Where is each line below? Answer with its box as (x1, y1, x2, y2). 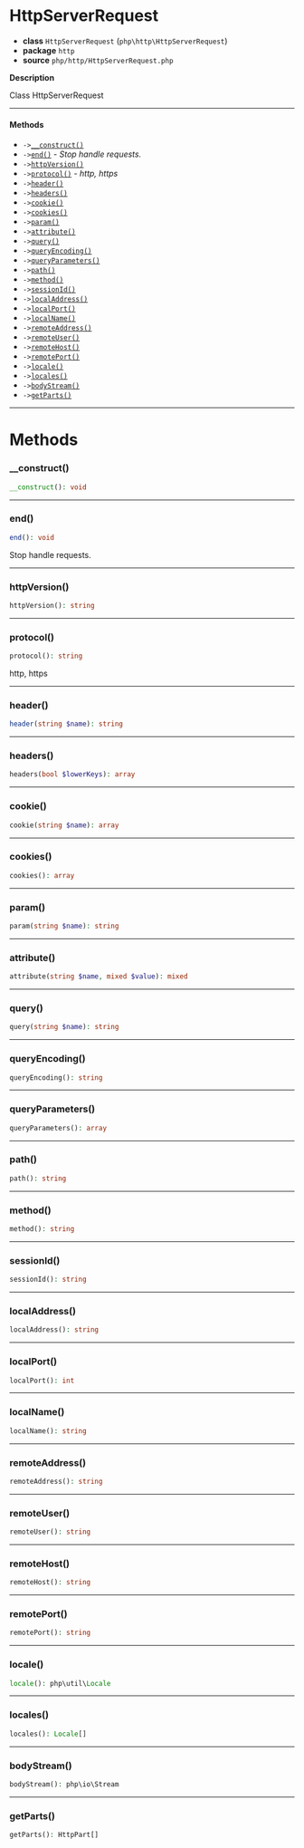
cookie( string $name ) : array (9, 821, 119, 830)
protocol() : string (9, 651, 83, 661)
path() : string (9, 1174, 67, 1183)
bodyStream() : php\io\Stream (9, 1779, 119, 1789)
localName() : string (9, 1426, 88, 1436)
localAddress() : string (9, 1325, 100, 1334)
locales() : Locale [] (9, 1729, 88, 1738)
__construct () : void (9, 482, 88, 492)
